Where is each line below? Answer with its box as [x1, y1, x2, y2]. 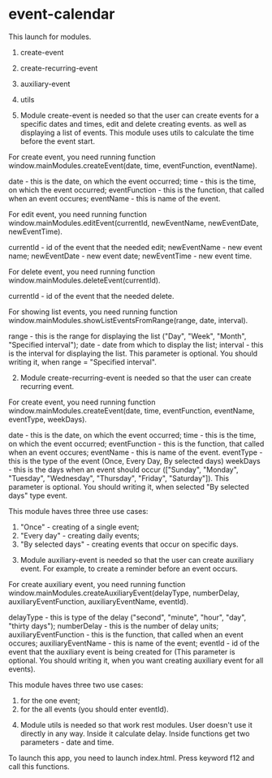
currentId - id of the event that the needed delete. [8, 291, 175, 300]
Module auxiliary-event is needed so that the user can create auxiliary [19, 555, 254, 564]
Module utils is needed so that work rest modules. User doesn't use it [19, 720, 253, 729]
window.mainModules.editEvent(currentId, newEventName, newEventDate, [8, 218, 259, 227]
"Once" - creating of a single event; [19, 521, 140, 532]
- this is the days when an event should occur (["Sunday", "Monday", [8, 465, 239, 474]
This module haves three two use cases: [8, 680, 144, 689]
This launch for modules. [8, 32, 92, 41]
